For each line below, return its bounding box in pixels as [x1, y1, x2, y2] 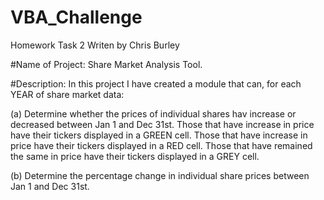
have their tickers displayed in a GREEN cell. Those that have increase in [10, 129, 308, 141]
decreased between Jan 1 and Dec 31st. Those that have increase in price [10, 118, 315, 130]
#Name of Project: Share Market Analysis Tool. [10, 58, 203, 70]
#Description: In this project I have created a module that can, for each [10, 77, 302, 90]
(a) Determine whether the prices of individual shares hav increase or [10, 107, 297, 120]
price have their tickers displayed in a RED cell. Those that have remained [10, 139, 313, 151]
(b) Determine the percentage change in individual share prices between [10, 169, 310, 181]
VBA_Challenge [10, 6, 143, 29]
